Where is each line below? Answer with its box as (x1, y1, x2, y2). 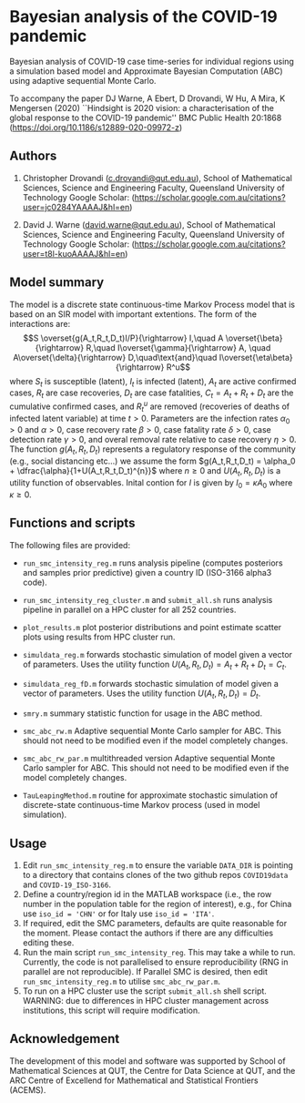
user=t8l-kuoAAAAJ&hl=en (22, 248, 126, 259)
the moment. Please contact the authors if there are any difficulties (22, 927, 274, 939)
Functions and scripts (9, 516, 136, 531)
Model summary (9, 275, 105, 291)
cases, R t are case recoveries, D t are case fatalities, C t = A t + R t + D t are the (9, 387, 294, 401)
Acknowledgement (9, 1031, 120, 1047)
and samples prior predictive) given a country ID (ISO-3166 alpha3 (22, 567, 272, 577)
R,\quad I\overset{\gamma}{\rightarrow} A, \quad (86, 342, 271, 352)
